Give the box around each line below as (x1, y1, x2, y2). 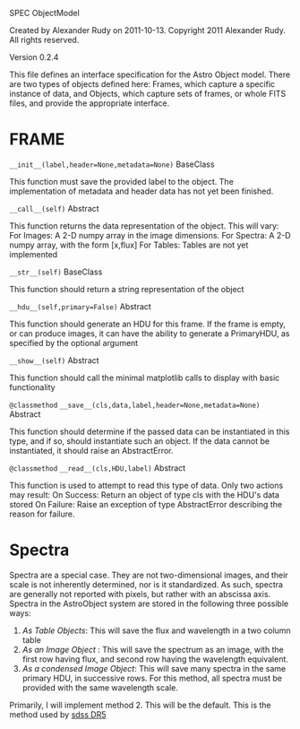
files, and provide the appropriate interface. (9, 98, 170, 108)
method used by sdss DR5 (9, 708, 107, 720)
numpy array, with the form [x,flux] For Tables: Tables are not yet (9, 239, 249, 250)
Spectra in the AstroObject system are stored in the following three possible (9, 598, 289, 609)
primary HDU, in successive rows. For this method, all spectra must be (21, 673, 282, 683)
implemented (9, 248, 58, 259)
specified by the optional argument (9, 337, 139, 348)
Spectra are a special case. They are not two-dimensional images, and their (9, 569, 288, 580)
